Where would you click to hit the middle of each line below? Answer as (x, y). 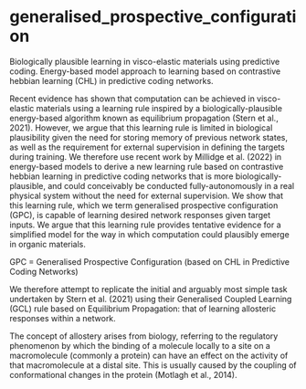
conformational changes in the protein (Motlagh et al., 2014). (123, 374)
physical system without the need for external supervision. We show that (146, 195)
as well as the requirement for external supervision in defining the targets (147, 147)
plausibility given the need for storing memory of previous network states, (148, 137)
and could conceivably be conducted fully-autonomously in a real (171, 185)
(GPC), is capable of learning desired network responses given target (140, 215)
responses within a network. (63, 318)
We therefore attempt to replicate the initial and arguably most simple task (148, 289)
